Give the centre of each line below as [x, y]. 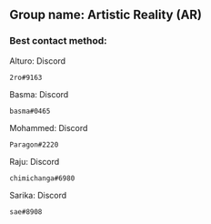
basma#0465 [30, 111]
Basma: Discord [39, 94]
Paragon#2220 [34, 145]
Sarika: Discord [38, 195]
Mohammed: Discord [49, 127]
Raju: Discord [35, 161]
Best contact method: [58, 41]
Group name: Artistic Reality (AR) [106, 15]
